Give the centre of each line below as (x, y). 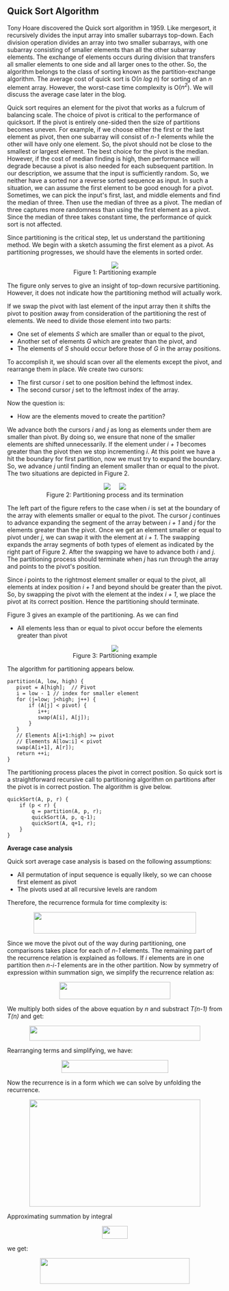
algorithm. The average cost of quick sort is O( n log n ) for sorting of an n (109, 79)
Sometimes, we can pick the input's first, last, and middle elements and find (114, 196)
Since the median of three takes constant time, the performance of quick (109, 217)
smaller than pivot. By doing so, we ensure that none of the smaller (101, 437)
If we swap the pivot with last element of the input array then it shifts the (109, 306)
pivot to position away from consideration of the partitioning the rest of (107, 313)
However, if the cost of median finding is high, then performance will (104, 159)
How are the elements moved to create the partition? (91, 416)
